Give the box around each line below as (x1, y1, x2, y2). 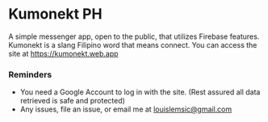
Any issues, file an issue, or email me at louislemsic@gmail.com (19, 104, 232, 114)
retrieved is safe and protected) (19, 96, 125, 106)
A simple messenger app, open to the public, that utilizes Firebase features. (8, 32, 260, 41)
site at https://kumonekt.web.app (8, 48, 119, 58)
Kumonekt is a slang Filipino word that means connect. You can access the (8, 40, 258, 49)
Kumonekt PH (8, 5, 103, 23)
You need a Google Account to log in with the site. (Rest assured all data (19, 87, 261, 97)
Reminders (8, 69, 52, 80)
